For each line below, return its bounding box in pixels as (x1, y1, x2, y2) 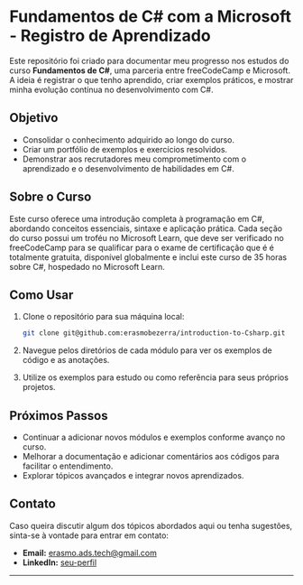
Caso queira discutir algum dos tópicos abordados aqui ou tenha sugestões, (9, 520, 293, 531)
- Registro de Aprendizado (9, 25, 211, 46)
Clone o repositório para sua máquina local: (22, 311, 185, 322)
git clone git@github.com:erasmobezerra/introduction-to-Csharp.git (22, 329, 286, 338)
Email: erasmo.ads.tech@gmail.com (22, 547, 158, 558)
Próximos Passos (9, 408, 108, 423)
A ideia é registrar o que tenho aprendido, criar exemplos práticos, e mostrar (9, 74, 294, 85)
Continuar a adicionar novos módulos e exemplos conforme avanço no (22, 432, 286, 443)
